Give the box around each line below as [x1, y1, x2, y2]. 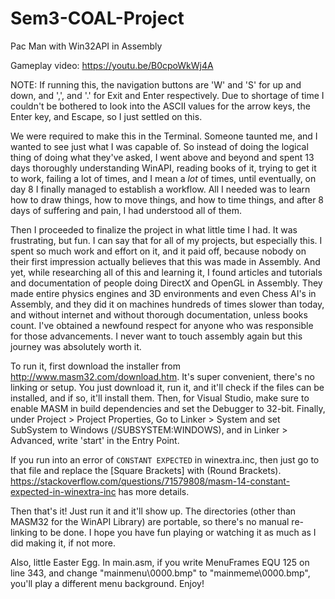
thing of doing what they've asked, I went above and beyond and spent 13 [10, 151, 315, 163]
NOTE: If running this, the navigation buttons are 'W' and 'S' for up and [10, 78, 302, 91]
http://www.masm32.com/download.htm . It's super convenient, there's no [10, 370, 315, 382]
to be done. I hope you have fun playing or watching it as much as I [39, 526, 317, 538]
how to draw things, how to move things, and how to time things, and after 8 [10, 193, 325, 206]
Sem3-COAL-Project [10, 7, 185, 30]
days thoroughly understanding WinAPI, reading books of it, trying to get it [10, 162, 317, 174]
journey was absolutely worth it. [10, 340, 142, 352]
